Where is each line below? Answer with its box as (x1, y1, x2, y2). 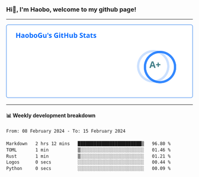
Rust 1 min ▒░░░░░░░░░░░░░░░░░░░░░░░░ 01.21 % (6, 153, 171, 159)
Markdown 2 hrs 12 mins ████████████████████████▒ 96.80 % (6, 140, 171, 147)
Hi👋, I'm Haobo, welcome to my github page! (6, 5, 137, 14)
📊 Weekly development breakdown (6, 112, 96, 119)
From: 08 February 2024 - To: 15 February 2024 (6, 128, 126, 134)
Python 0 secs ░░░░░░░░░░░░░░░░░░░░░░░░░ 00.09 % (6, 166, 171, 172)
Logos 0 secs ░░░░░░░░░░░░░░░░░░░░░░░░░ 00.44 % (6, 159, 171, 165)
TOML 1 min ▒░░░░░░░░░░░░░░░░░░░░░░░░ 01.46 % (6, 147, 171, 153)
